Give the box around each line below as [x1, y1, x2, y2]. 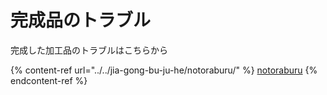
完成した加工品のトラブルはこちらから [10, 44, 168, 56]
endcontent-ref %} [10, 74, 88, 86]
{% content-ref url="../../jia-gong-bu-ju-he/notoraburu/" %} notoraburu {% [10, 64, 318, 76]
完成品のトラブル [10, 9, 152, 32]
